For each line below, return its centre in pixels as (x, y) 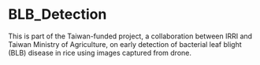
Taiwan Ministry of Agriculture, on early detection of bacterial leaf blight (125, 44)
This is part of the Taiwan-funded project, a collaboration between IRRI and (130, 36)
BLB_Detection (58, 14)
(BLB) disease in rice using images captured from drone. (100, 52)
